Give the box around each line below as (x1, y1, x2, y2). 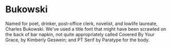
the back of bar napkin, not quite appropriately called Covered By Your (5, 31, 155, 37)
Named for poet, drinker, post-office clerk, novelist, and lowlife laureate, (5, 20, 158, 27)
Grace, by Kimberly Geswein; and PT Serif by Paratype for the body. (5, 37, 150, 43)
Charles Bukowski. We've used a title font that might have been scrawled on (5, 26, 166, 32)
